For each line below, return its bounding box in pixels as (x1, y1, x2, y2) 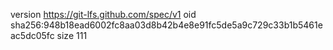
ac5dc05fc (10, 30, 55, 41)
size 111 (56, 30, 88, 41)
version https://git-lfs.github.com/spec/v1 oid (10, 9, 197, 20)
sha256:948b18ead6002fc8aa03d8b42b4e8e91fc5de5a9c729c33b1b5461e (10, 19, 323, 31)
